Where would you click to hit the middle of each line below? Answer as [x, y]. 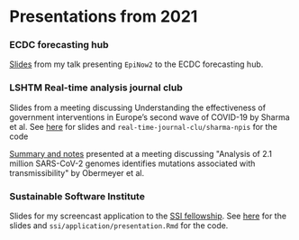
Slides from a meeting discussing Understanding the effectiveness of [138, 107]
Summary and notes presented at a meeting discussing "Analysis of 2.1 [141, 153]
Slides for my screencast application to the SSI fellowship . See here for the [148, 216]
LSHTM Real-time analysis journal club [96, 88]
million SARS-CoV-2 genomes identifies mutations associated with [132, 163]
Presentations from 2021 [104, 17]
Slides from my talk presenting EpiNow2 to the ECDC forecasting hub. [136, 64]
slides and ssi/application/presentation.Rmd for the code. [119, 226]
